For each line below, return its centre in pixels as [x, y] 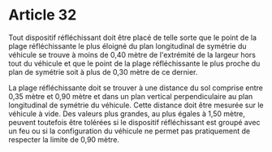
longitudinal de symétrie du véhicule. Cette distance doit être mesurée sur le [136, 105]
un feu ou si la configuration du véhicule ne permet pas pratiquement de [130, 131]
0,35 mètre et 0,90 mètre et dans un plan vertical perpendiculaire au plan [131, 96]
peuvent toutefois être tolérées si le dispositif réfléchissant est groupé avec [135, 122]
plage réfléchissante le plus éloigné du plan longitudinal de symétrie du [127, 46]
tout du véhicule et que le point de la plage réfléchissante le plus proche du [134, 63]
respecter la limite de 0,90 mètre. [64, 139]
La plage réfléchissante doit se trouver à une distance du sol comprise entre [136, 88]
